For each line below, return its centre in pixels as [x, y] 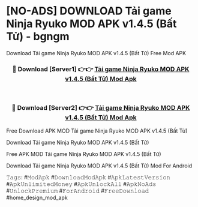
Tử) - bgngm [38, 37]
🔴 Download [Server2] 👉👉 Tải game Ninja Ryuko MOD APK [101, 108]
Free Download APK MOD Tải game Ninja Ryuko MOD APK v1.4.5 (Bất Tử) [97, 131]
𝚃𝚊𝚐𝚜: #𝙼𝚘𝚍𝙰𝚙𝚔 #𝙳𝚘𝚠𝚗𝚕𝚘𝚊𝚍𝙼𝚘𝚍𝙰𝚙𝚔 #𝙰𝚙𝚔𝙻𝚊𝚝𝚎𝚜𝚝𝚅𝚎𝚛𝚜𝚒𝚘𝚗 [88, 177]
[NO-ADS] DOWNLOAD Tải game [89, 11]
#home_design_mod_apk [37, 197]
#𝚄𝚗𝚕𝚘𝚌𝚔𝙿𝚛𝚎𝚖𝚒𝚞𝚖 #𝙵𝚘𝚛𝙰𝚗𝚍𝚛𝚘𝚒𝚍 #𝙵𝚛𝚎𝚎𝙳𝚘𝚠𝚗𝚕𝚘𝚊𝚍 [77, 191]
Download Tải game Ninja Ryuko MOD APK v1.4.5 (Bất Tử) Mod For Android [99, 166]
